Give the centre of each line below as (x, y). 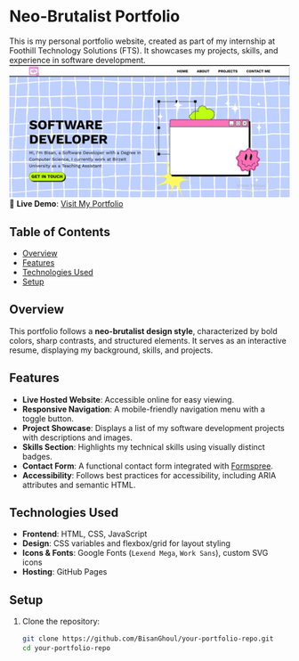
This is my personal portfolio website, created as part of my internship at (142, 41)
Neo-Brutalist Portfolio (95, 16)
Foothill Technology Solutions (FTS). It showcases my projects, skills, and (144, 50)
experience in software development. (77, 60)
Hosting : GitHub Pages (65, 572)
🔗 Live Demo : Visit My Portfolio (66, 204)
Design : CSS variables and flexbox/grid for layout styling (126, 543)
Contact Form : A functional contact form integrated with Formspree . (148, 466)
